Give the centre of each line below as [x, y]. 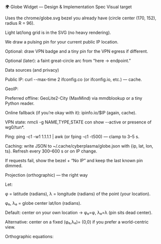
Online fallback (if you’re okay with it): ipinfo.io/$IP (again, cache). [71, 113]
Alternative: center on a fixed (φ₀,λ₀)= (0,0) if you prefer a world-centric [77, 222]
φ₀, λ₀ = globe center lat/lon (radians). [43, 203]
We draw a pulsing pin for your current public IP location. [62, 42]
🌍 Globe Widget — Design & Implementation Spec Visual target [68, 7]
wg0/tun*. [15, 127]
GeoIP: [12, 89]
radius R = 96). [20, 23]
